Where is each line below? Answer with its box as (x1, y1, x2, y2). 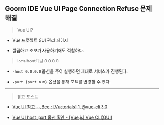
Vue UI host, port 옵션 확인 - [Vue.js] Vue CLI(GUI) (12, 114, 113, 120)
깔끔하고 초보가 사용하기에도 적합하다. (12, 47, 84, 53)
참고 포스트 (17, 93, 39, 99)
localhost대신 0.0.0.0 (17, 58, 59, 63)
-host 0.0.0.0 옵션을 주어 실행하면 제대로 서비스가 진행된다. (12, 68, 128, 74)
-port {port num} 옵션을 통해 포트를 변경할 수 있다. (12, 79, 111, 84)
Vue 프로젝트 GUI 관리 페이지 (12, 37, 68, 43)
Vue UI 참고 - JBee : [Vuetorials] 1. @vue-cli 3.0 (12, 104, 108, 110)
